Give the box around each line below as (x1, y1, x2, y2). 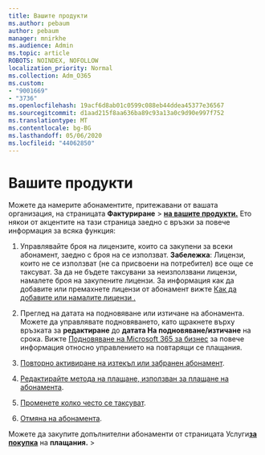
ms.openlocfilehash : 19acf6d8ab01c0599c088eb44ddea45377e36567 (8, 101, 225, 110)
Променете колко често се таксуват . (19, 398, 146, 407)
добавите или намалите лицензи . (19, 293, 137, 303)
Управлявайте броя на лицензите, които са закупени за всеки (19, 242, 233, 251)
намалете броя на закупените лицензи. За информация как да (19, 275, 234, 286)
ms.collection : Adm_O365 (8, 72, 92, 80)
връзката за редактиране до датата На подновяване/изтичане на (19, 325, 251, 335)
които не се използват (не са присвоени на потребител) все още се (19, 259, 254, 268)
